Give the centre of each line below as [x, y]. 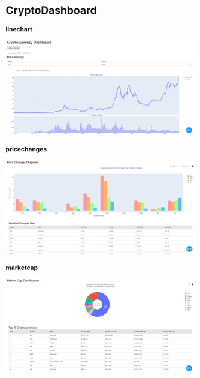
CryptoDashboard [51, 10]
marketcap [22, 268]
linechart [19, 29]
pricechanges [26, 149]
